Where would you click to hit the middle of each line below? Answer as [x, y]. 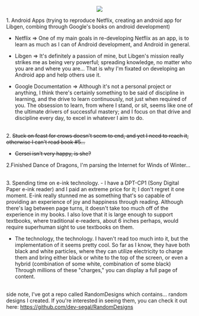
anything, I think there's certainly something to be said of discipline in [99, 93]
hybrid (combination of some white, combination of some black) [93, 264]
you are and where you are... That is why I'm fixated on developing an [100, 69]
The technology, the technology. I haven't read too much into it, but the [101, 238]
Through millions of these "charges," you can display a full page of [96, 270]
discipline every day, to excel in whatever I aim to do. [79, 118]
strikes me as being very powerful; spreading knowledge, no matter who [103, 62]
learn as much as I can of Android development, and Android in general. [102, 44]
